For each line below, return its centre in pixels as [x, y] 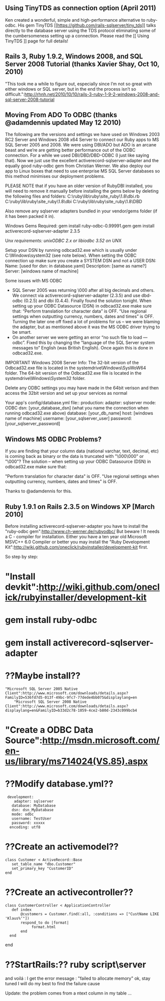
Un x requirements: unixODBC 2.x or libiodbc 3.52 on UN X [63, 241]
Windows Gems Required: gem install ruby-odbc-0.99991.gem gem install [80, 226]
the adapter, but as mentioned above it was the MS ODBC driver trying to [86, 327]
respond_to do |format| [45, 923]
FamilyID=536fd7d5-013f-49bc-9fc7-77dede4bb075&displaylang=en [71, 697]
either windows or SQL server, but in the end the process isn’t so [71, 89]
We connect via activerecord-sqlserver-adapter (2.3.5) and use [76, 296]
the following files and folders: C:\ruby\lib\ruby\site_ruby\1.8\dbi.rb [72, 196]
